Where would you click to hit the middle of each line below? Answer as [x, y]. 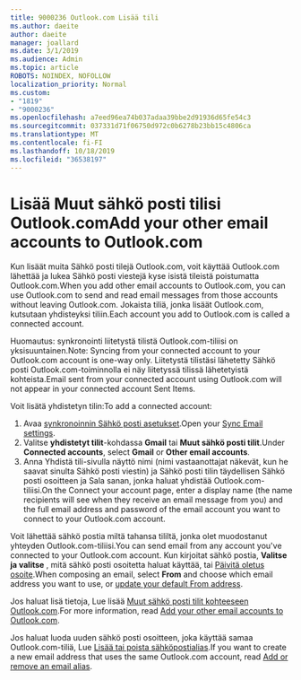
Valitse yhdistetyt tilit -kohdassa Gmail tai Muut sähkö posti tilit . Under [154, 443]
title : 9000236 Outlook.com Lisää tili [85, 17]
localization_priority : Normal [69, 84]
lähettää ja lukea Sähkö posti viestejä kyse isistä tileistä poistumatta [135, 276]
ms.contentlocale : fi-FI [56, 143]
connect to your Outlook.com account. [95, 519]
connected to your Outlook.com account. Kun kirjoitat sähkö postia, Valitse [149, 555]
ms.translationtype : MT [55, 135]
